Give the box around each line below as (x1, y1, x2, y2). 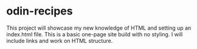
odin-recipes (6, 4, 73, 18)
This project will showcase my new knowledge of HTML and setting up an (6, 24, 192, 31)
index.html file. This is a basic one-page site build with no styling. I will (6, 30, 183, 38)
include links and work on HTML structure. (6, 37, 113, 44)
